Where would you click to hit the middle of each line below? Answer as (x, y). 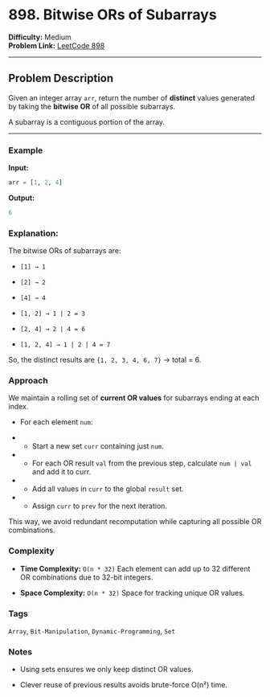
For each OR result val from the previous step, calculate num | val (142, 463)
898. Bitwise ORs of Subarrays (112, 15)
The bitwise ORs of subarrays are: (65, 251)
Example (26, 150)
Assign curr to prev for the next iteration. (99, 506)
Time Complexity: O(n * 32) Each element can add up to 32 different (135, 568)
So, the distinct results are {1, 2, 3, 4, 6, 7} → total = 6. (105, 360)
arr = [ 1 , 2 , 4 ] (35, 182)
